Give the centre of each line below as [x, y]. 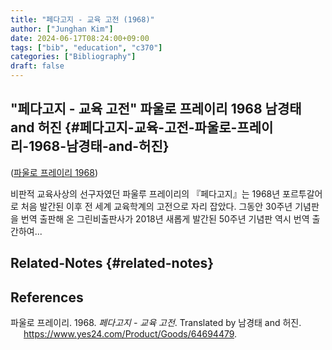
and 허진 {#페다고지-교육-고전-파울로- [124, 127]
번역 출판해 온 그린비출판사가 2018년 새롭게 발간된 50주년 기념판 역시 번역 [165, 218]
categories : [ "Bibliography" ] [73, 57]
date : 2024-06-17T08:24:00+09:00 [80, 38]
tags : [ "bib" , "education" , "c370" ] [86, 47]
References [47, 297]
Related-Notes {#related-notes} [112, 263]
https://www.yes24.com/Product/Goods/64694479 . [130, 334]
